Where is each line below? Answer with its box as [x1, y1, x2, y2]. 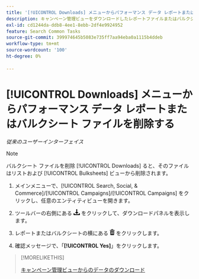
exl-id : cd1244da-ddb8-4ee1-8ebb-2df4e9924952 [6, 22, 123, 28]
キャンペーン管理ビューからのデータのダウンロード [20, 266, 146, 273]
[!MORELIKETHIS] [20, 254, 65, 261]
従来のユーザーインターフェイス [6, 138, 84, 145]
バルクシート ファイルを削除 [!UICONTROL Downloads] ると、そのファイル [6, 162, 190, 169]
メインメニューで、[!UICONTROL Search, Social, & [14, 182, 138, 189]
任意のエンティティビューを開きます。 [40, 197, 133, 204]
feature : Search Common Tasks [6, 28, 81, 34]
